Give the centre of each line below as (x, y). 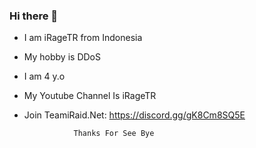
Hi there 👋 (34, 16)
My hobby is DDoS (62, 57)
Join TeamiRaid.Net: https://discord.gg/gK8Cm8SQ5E (134, 115)
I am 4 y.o (44, 76)
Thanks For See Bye (114, 134)
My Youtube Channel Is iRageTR (90, 96)
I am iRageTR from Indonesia (83, 38)
